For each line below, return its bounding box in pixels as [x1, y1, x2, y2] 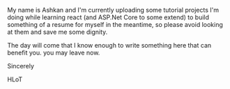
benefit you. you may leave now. [7, 48, 100, 57]
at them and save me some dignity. [7, 28, 108, 36]
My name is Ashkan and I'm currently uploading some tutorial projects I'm [7, 6, 220, 14]
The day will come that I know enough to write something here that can [7, 41, 212, 49]
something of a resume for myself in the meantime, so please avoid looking [7, 21, 223, 28]
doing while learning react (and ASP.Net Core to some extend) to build [7, 13, 210, 21]
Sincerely [7, 62, 35, 70]
